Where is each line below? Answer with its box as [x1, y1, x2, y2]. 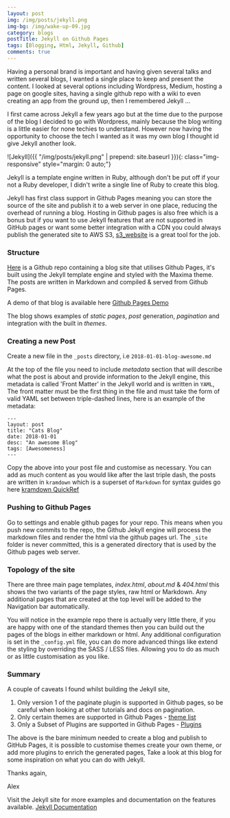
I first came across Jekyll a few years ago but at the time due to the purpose [7, 109, 223, 118]
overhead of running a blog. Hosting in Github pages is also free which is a [7, 208, 218, 217]
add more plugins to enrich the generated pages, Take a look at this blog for [7, 748, 222, 757]
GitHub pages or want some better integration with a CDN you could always [7, 223, 222, 231]
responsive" [7, 160, 41, 168]
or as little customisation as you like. [7, 652, 110, 661]
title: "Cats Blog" [7, 428, 63, 434]
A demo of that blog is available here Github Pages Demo [7, 299, 170, 307]
